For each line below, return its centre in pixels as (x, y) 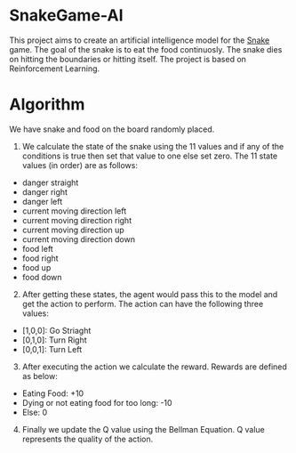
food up (36, 267)
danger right (45, 191)
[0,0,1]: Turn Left (52, 349)
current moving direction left (74, 211)
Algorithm (47, 105)
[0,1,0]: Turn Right (54, 340)
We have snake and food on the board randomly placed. (112, 129)
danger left (42, 201)
